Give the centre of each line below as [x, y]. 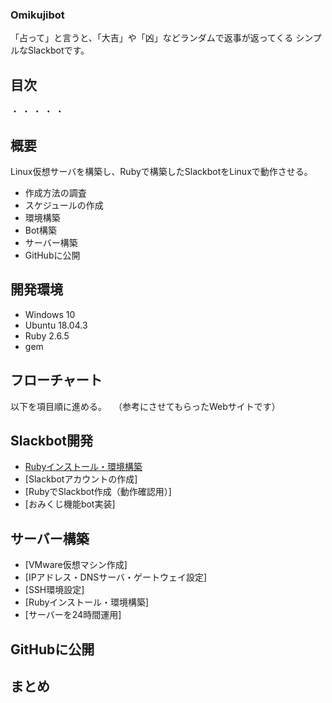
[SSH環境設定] [54, 590]
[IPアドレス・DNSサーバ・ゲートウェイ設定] [116, 577]
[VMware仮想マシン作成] [76, 565]
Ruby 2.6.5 [47, 335]
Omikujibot [37, 15]
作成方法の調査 [55, 192]
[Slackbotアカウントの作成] [81, 479]
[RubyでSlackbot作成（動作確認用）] [98, 492]
